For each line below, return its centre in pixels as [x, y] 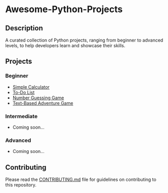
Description [24, 28]
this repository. [21, 185]
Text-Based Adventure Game [43, 103]
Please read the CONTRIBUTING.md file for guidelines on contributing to [81, 180]
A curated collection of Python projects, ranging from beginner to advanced [84, 40]
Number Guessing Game [38, 98]
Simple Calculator [31, 87]
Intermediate [22, 116]
